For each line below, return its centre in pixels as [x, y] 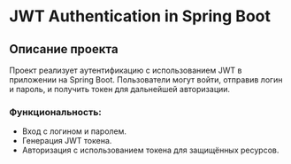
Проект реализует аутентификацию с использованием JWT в [126, 70]
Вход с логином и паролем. [74, 131]
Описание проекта [64, 49]
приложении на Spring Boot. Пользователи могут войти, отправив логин [146, 80]
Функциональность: [55, 112]
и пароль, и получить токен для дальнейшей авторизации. [120, 89]
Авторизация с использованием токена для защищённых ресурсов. [150, 150]
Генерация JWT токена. [67, 141]
